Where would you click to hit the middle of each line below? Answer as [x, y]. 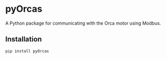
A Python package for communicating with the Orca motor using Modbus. [83, 23]
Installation [24, 39]
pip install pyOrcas [27, 51]
